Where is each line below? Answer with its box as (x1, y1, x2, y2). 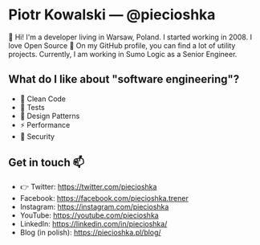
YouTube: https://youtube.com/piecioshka (19, 210, 159, 220)
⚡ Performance (19, 120, 71, 129)
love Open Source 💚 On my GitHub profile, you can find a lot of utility (8, 40, 236, 50)
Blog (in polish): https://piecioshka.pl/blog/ (19, 227, 162, 237)
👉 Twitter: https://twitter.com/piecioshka (19, 182, 157, 191)
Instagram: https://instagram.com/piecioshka (19, 202, 169, 211)
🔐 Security (19, 131, 55, 141)
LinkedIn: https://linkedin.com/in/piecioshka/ (19, 218, 168, 228)
